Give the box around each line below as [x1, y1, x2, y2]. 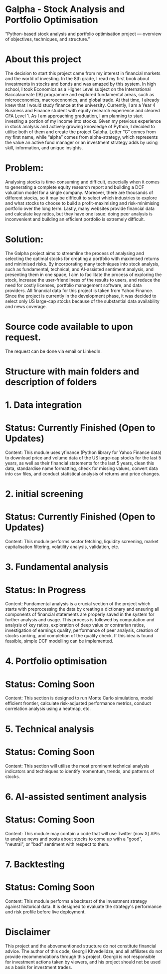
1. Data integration [5, 399, 82, 411]
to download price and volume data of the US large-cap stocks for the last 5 [5, 455, 162, 460]
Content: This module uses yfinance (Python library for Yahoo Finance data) [5, 449, 162, 455]
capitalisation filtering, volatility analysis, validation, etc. [5, 544, 120, 550]
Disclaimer [5, 926, 51, 937]
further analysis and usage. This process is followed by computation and [5, 617, 155, 623]
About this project [5, 54, 82, 65]
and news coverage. [5, 303, 47, 309]
